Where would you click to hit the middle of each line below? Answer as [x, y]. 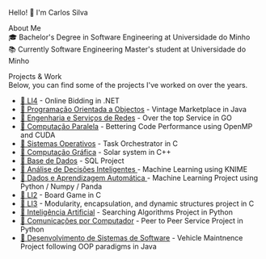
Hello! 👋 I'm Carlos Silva [49, 13]
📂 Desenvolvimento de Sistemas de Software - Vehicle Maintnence [131, 238]
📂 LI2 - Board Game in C [61, 195]
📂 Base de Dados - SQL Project [72, 161]
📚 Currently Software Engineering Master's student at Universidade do [127, 49]
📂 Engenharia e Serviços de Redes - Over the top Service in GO [126, 118]
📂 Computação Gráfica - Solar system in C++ [95, 152]
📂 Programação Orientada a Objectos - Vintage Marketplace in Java [133, 109]
